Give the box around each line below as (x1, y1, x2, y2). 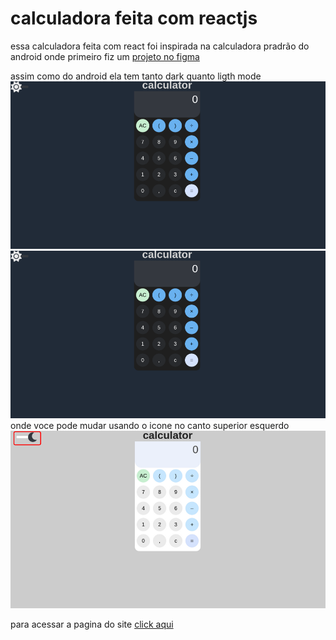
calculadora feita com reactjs (10, 7, 258, 30)
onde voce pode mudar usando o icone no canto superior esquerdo (10, 420, 290, 432)
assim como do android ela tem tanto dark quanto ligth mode (10, 70, 262, 82)
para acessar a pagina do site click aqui (10, 618, 174, 630)
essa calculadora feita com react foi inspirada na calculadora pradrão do (10, 40, 310, 52)
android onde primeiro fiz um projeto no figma (10, 50, 200, 62)
